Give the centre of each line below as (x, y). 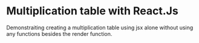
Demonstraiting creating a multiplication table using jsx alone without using (100, 27)
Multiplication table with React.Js (92, 11)
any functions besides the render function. (59, 33)
